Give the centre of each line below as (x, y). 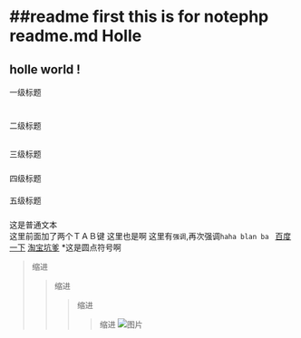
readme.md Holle (76, 36)
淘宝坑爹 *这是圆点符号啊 (74, 247)
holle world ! (45, 69)
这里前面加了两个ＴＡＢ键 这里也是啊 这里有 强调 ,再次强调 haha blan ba (139, 237)
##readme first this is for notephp (139, 17)
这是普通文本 (33, 225)
